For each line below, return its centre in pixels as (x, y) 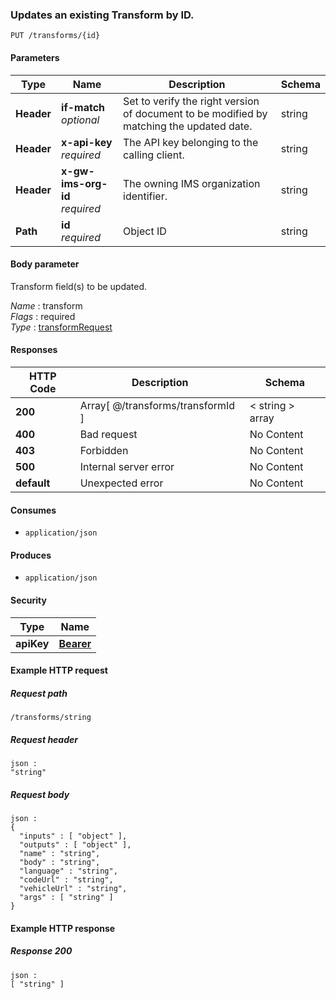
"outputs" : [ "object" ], (75, 845)
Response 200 (41, 951)
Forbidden (104, 450)
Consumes (33, 510)
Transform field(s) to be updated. (79, 286)
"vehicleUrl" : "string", (73, 889)
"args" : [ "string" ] (66, 898)
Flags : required (43, 316)
